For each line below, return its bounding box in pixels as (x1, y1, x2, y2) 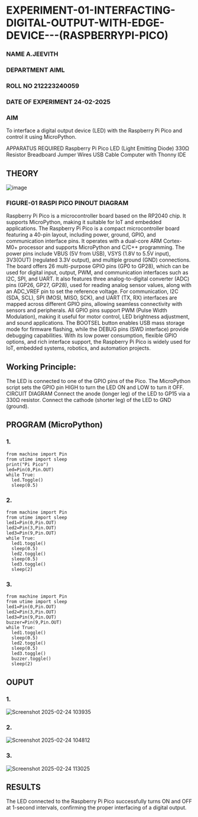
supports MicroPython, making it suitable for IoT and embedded (6, 219, 162, 226)
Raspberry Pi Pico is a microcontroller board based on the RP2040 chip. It (6, 212, 186, 219)
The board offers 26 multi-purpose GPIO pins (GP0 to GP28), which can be (6, 263, 189, 270)
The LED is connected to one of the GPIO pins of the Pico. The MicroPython (6, 378, 191, 385)
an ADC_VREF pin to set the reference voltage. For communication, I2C (6, 288, 178, 295)
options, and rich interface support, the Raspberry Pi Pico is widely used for (6, 339, 191, 346)
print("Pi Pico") (6, 461, 49, 467)
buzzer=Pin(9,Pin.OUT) (6, 620, 62, 625)
